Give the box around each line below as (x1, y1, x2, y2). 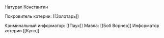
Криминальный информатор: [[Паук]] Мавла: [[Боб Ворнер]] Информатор (4, 23, 160, 28)
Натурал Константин (4, 4, 48, 10)
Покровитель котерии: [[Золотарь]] (4, 13, 79, 19)
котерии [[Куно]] (4, 28, 40, 33)
